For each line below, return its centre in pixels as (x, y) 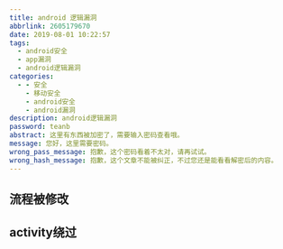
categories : (32, 77)
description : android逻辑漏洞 (63, 118)
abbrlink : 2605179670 (50, 26)
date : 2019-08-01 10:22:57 (60, 34)
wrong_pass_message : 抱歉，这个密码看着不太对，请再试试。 (110, 152)
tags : (19, 43)
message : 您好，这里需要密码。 (61, 143)
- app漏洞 (34, 60)
